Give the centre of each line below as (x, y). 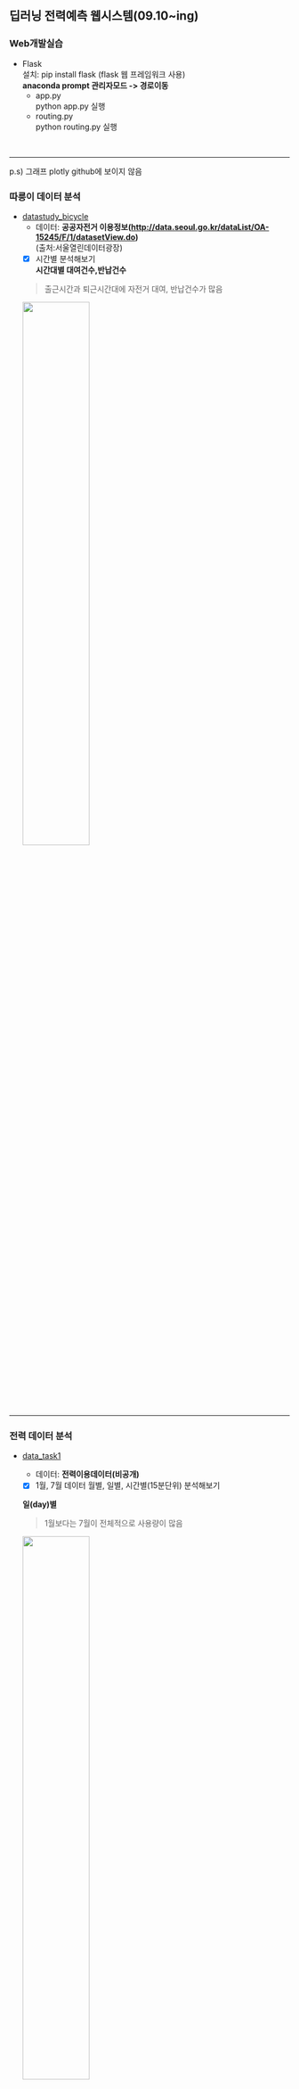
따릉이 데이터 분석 (45, 196)
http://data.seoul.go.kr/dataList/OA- (200, 226)
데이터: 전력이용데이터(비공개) (87, 1475)
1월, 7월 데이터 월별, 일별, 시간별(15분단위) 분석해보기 (128, 1485)
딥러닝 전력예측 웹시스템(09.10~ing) (104, 16)
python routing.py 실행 (76, 127)
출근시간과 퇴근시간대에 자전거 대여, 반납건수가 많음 (133, 289)
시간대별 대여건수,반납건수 (81, 270)
